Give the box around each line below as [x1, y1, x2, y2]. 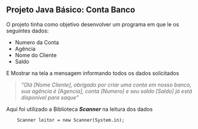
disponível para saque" [20, 94, 79, 101]
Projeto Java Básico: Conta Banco [6, 5, 136, 15]
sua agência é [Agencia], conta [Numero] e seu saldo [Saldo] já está [20, 87, 193, 95]
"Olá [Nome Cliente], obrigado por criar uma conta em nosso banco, [20, 81, 192, 88]
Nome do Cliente [14, 51, 57, 59]
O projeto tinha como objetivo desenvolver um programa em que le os [6, 20, 179, 28]
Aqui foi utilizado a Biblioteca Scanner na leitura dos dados [6, 105, 153, 113]
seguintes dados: [6, 27, 49, 34]
